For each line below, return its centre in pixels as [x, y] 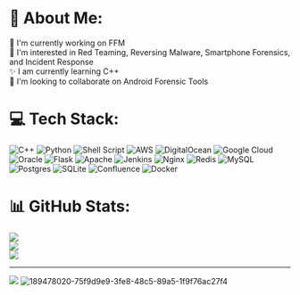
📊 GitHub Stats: [70, 206]
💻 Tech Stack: [64, 119]
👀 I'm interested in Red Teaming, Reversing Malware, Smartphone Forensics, [150, 52]
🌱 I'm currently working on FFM [67, 43]
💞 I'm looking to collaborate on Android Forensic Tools [109, 81]
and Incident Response [51, 61]
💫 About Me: [56, 18]
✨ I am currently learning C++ [64, 71]
